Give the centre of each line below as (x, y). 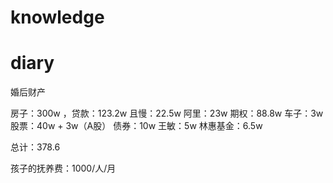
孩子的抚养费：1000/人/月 (63, 168)
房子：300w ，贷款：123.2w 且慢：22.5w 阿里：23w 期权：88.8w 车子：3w (167, 113)
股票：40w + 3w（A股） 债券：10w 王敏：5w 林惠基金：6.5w (136, 126)
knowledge (57, 17)
